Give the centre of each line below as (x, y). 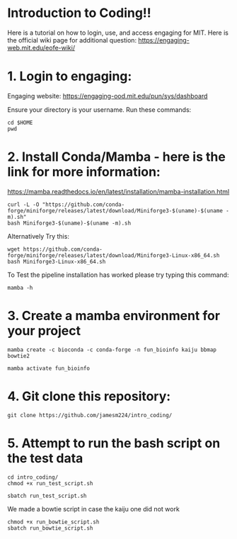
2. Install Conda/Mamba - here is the (117, 157)
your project (44, 331)
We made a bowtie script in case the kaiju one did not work (94, 509)
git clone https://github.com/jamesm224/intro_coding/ (90, 415)
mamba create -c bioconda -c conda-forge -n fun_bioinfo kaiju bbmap (112, 350)
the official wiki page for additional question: (72, 40)
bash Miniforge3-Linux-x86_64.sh (57, 261)
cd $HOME (20, 123)
